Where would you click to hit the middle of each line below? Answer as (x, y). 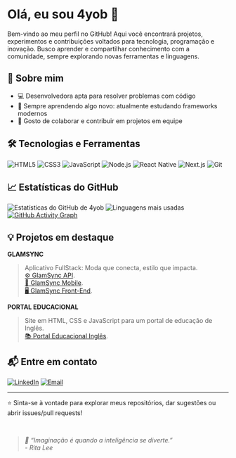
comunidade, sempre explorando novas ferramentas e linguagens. (104, 56)
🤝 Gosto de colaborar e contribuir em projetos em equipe (100, 121)
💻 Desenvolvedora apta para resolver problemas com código (106, 96)
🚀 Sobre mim (36, 78)
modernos (32, 113)
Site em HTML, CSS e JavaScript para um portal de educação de (118, 321)
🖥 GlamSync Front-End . (58, 291)
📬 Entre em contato (52, 362)
